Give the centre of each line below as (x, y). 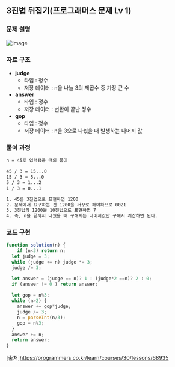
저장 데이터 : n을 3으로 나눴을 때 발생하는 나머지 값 (83, 131)
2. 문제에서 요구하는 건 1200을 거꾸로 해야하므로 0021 (66, 205)
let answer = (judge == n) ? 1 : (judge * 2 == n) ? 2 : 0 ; (82, 279)
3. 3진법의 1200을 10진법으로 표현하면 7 (51, 210)
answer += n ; (28, 335)
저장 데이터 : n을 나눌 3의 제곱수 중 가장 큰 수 (76, 88)
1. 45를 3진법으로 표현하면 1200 (42, 199)
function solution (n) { (36, 245)
